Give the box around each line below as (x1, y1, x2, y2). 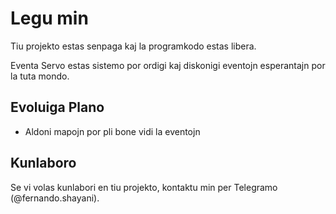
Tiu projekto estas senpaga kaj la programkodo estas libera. (10, 40, 257, 52)
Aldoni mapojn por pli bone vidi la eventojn (24, 125, 201, 137)
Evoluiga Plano (10, 99, 105, 116)
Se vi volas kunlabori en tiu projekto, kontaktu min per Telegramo (10, 181, 278, 193)
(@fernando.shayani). (10, 192, 100, 204)
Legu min (10, 7, 89, 30)
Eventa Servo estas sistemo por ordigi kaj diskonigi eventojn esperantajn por (10, 59, 326, 71)
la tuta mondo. (10, 70, 70, 82)
